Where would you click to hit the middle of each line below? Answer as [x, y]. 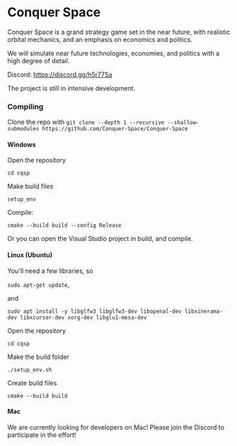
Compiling [25, 106]
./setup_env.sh [30, 369]
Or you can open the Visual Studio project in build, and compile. [100, 239]
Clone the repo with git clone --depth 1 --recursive [86, 122]
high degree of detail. [39, 60]
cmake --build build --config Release [64, 225]
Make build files [30, 186]
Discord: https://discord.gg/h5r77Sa [60, 74]
